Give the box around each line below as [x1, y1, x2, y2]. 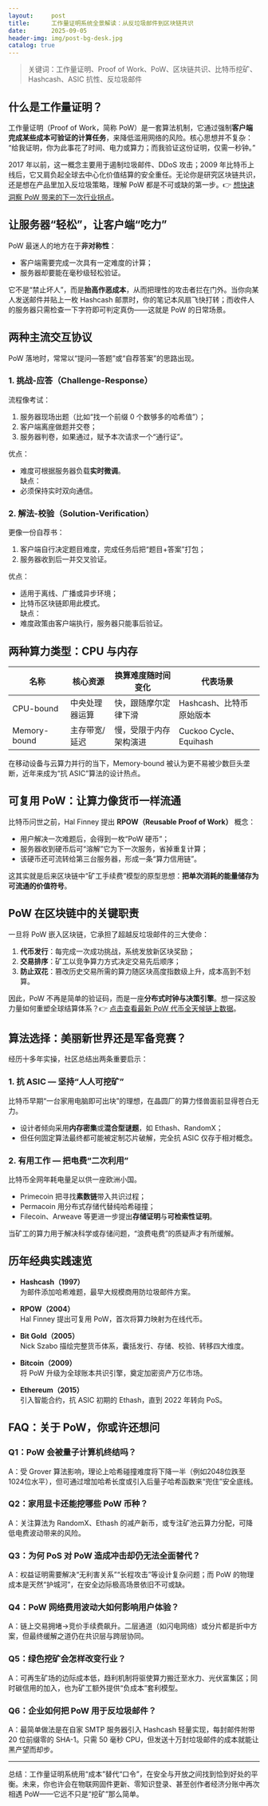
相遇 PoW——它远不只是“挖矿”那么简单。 [8, 1789, 144, 1799]
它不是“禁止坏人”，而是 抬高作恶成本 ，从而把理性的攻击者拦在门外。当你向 [8, 285, 253, 294]
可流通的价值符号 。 [8, 881, 72, 891]
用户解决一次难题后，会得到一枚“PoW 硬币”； [19, 834, 170, 843]
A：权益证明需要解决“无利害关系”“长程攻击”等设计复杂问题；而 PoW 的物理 [8, 1570, 254, 1580]
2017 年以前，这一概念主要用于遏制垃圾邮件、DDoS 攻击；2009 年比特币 [8, 159, 248, 169]
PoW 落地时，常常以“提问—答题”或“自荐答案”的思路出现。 [8, 353, 199, 362]
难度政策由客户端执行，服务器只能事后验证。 [19, 619, 167, 628]
